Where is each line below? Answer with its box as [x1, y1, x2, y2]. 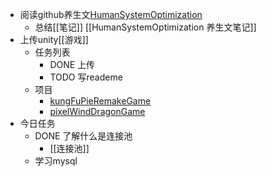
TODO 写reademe [49, 71, 123, 83]
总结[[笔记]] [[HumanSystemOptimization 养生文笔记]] [34, 21, 257, 33]
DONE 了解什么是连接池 [34, 130, 133, 142]
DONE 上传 [49, 59, 96, 70]
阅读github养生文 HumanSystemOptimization [19, 9, 203, 20]
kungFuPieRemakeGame [49, 95, 152, 107]
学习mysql [34, 155, 78, 167]
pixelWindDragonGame [49, 106, 146, 117]
